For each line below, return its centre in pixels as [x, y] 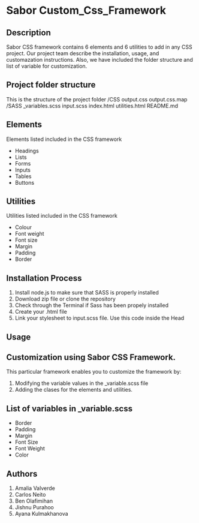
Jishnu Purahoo [34, 507]
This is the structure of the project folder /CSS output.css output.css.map [97, 99]
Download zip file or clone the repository [65, 299]
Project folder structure [51, 85]
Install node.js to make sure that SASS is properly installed [87, 293]
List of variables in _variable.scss [70, 408]
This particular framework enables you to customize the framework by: [94, 372]
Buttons [25, 182]
